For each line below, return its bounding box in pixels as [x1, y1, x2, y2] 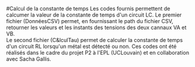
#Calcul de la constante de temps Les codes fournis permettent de [6, 5, 171, 12]
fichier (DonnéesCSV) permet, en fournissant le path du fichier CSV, [6, 18, 174, 24]
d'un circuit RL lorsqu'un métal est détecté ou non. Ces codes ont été [6, 43, 177, 50]
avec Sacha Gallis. [6, 56, 52, 62]
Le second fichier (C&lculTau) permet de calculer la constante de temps [6, 37, 183, 43]
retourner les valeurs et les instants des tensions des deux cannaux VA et [6, 24, 187, 31]
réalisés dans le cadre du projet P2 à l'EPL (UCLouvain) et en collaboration [6, 49, 190, 56]
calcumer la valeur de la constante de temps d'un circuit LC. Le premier [6, 11, 182, 18]
